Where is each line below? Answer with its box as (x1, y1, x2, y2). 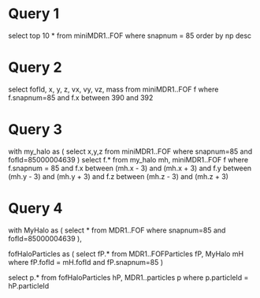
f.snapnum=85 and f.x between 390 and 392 (8, 92, 154, 102)
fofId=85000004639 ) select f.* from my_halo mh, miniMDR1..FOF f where (8, 155, 249, 164)
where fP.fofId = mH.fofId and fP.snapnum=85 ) (8, 257, 164, 266)
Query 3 (8, 121, 63, 139)
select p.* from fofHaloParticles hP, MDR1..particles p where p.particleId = (8, 273, 249, 282)
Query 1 (8, 5, 60, 23)
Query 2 (8, 58, 62, 76)
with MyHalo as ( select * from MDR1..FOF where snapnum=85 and (8, 225, 226, 235)
